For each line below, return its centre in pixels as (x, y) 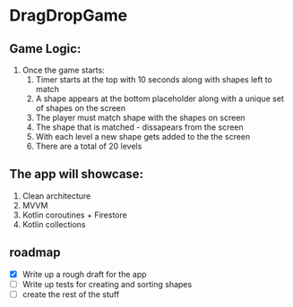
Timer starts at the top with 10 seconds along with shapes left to (154, 80)
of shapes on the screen (81, 108)
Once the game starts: (63, 70)
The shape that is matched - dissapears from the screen (139, 127)
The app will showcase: (77, 174)
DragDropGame (69, 16)
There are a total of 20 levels (89, 146)
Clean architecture (56, 196)
